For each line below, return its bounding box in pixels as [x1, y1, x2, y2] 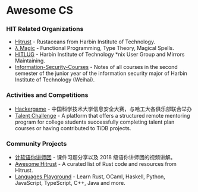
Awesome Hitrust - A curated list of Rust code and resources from [14, 160, 177, 168]
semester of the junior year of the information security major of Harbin [14, 70, 187, 77]
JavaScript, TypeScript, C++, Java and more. [14, 180, 126, 187]
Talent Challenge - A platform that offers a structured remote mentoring [14, 112, 190, 119]
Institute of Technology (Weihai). [14, 76, 95, 83]
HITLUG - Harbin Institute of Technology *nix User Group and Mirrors [14, 51, 185, 58]
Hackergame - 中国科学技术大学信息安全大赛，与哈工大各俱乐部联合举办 [14, 105, 192, 112]
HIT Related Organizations [6, 25, 84, 33]
